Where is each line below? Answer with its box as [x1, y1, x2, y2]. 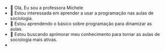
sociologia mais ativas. [10, 36, 58, 42]
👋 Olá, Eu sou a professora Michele [10, 5, 83, 10]
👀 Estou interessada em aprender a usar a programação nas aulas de [10, 10, 154, 16]
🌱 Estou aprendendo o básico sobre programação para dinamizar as [10, 20, 152, 26]
